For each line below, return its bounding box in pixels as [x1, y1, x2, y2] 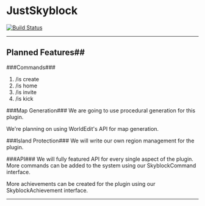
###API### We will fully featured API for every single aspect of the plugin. [6, 155, 194, 163]
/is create [15, 75, 40, 83]
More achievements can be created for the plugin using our [6, 180, 156, 187]
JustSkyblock [6, 4, 78, 18]
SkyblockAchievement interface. [6, 186, 88, 194]
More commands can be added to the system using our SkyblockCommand [6, 161, 196, 169]
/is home [15, 82, 38, 89]
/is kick [15, 95, 34, 102]
